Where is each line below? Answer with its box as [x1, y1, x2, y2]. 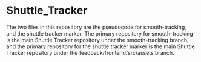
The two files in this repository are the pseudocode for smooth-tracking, [6, 23, 186, 31]
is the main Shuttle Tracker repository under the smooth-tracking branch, [6, 36, 189, 43]
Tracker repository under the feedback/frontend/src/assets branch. [6, 49, 174, 56]
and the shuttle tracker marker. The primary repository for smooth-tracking [6, 29, 194, 37]
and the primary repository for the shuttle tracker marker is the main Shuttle [6, 43, 195, 50]
